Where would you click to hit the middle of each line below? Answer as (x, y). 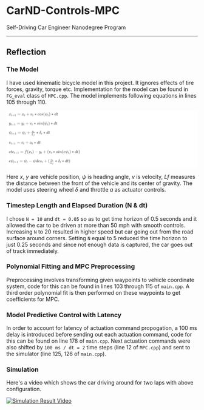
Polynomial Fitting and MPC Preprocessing (71, 266)
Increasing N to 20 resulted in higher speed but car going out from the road (100, 232)
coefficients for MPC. (33, 299)
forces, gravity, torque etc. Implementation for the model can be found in (97, 89)
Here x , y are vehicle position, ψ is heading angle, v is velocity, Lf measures (101, 177)
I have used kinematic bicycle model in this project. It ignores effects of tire (100, 82)
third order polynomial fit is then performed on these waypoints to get (93, 292)
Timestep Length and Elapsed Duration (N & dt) (77, 206)
